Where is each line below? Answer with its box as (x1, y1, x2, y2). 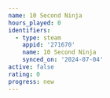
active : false (8, 63, 55, 71)
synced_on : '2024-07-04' (22, 56, 104, 64)
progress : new (8, 77, 55, 85)
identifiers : (8, 26, 51, 34)
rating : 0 (8, 70, 41, 78)
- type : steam (15, 33, 61, 42)
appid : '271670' (22, 41, 76, 49)
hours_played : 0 (8, 19, 61, 27)
